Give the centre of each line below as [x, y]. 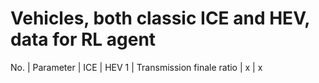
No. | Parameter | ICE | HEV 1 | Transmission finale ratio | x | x [136, 67]
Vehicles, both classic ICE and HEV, [160, 18]
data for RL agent [83, 39]
